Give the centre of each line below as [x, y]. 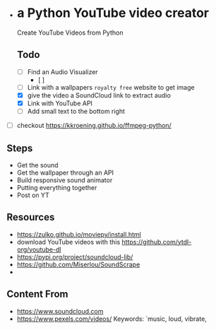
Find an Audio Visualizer [62, 71]
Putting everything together [57, 187]
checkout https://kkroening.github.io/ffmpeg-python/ [94, 126]
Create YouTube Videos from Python [70, 33]
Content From [37, 294]
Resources [31, 217]
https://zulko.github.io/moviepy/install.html [79, 234]
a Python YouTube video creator [113, 13]
